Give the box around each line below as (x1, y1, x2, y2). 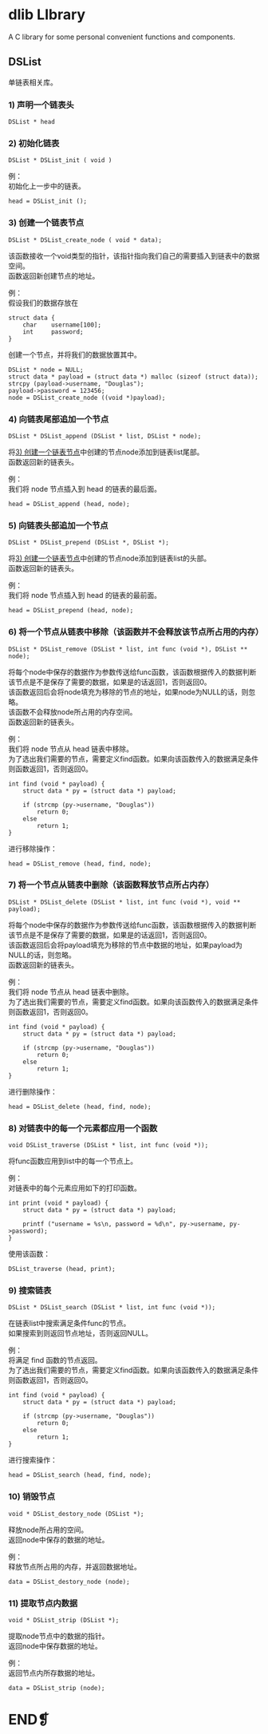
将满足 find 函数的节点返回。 (8, 1356, 102, 1365)
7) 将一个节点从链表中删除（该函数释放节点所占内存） (8, 880, 215, 891)
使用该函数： (8, 1249, 50, 1259)
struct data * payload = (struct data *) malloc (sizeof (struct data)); (8, 373, 259, 381)
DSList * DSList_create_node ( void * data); (8, 236, 162, 244)
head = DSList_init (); (8, 197, 88, 205)
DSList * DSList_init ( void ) (8, 156, 112, 164)
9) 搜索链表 (8, 1285, 52, 1297)
